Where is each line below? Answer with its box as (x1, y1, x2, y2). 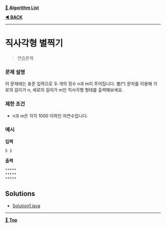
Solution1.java (12, 203, 41, 209)
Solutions (5, 189, 36, 198)
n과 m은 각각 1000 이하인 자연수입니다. (12, 113, 88, 119)
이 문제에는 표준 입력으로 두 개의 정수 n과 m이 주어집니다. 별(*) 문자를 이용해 (5, 81, 152, 87)
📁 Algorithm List (5, 5, 40, 10)
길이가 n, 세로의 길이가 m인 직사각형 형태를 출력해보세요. (14, 87, 124, 93)
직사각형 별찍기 (5, 38, 63, 49)
